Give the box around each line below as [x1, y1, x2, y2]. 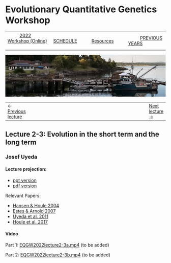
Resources [91, 37, 114, 44]
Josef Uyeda [5, 154, 37, 160]
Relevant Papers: [5, 193, 41, 199]
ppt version [12, 178, 37, 184]
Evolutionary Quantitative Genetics [5, 4, 157, 15]
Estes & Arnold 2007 [12, 208, 56, 214]
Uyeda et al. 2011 [12, 213, 49, 220]
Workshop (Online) [7, 37, 47, 44]
